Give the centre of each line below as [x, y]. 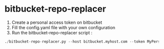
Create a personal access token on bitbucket [57, 22]
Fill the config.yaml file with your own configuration [63, 27]
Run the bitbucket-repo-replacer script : [52, 33]
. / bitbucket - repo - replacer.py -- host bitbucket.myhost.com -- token [75, 41]
